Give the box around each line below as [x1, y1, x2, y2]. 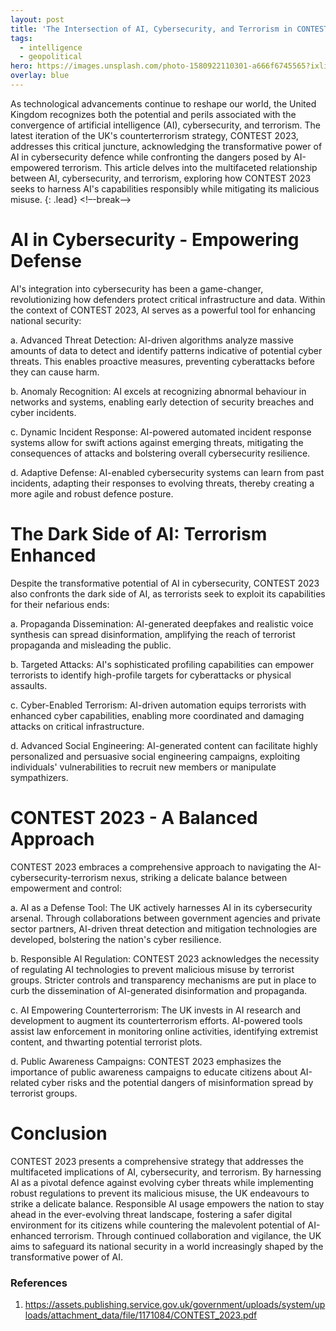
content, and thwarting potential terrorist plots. [10, 1036, 203, 1048]
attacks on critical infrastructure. [10, 720, 145, 732]
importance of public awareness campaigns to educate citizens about [10, 1066, 298, 1078]
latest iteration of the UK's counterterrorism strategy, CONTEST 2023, [10, 129, 299, 141]
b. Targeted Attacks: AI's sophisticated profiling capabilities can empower [10, 658, 315, 670]
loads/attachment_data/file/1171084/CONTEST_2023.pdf [24, 1309, 258, 1321]
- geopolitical [19, 52, 83, 62]
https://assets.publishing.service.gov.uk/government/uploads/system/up [24, 1298, 326, 1310]
